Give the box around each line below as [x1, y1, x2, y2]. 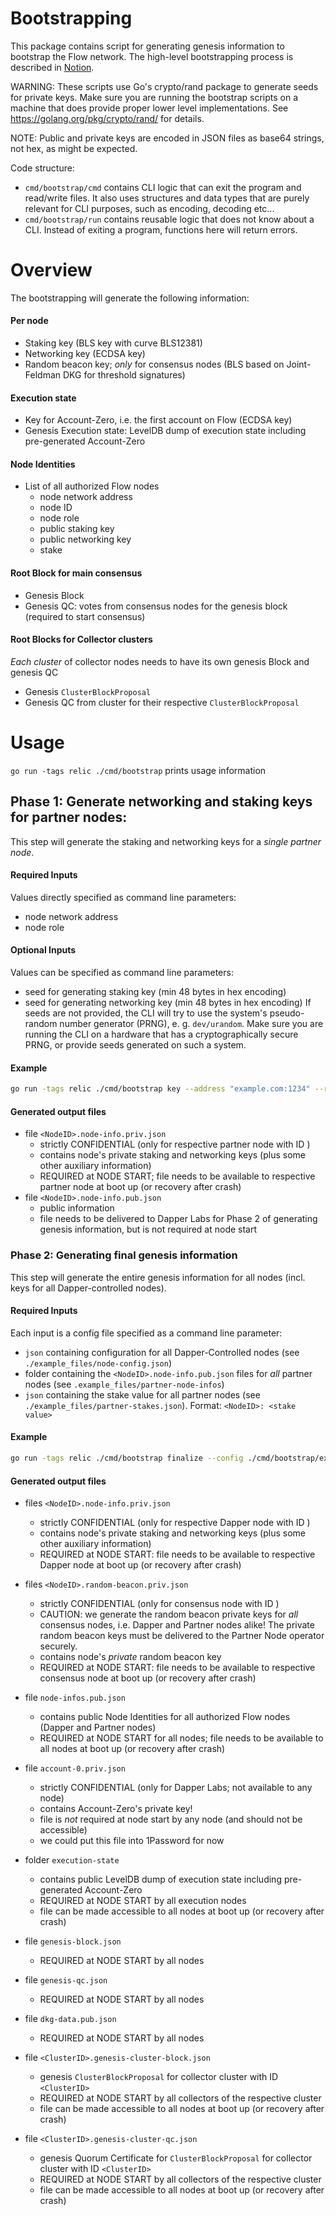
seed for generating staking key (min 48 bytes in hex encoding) [24, 986, 287, 998]
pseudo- [269, 1007, 305, 1019]
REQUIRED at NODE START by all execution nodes [39, 1895, 247, 1907]
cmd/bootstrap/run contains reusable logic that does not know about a [24, 213, 315, 225]
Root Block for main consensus [10, 567, 143, 579]
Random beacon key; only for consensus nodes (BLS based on [24, 358, 285, 371]
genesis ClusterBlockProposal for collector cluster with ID [39, 2071, 279, 2083]
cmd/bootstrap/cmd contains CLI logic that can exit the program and [24, 181, 302, 193]
